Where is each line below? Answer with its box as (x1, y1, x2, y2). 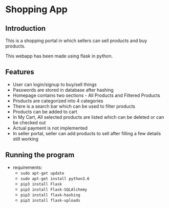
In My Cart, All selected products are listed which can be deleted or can (12, 114, 164, 120)
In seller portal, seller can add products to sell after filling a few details (12, 130, 161, 136)
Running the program (5, 151, 75, 159)
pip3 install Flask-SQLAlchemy (20, 187, 88, 192)
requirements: (12, 164, 43, 170)
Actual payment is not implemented (12, 124, 88, 131)
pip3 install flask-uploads (20, 198, 80, 203)
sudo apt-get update (20, 171, 65, 176)
